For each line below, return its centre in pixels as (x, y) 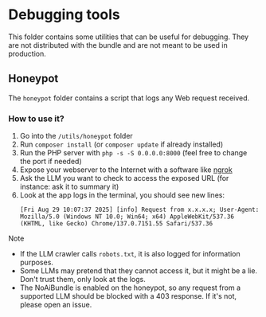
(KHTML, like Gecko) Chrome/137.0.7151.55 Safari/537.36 (116, 224)
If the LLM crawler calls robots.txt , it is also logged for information (130, 254)
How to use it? (37, 119)
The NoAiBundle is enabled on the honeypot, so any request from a (130, 288)
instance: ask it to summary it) (69, 187)
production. (27, 53)
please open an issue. (56, 305)
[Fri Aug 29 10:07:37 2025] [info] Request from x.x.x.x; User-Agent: (139, 210)
